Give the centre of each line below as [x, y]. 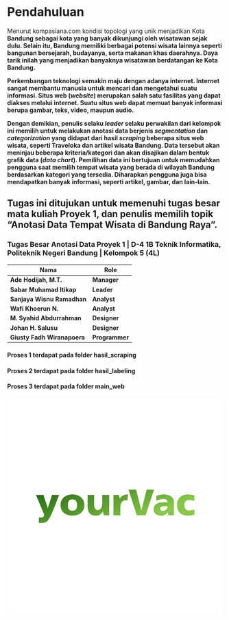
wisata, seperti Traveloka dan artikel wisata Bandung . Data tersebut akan [113, 145]
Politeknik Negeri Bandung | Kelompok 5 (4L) [83, 253]
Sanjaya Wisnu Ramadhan [48, 299]
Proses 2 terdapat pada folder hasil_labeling [71, 370]
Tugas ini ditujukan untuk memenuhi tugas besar [114, 203]
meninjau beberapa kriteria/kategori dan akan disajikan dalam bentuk [108, 153]
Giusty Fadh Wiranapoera [48, 337]
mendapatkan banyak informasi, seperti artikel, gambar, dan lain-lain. [109, 181]
